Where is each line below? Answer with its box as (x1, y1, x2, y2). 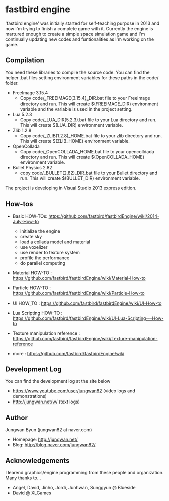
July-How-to (12, 218, 39, 224)
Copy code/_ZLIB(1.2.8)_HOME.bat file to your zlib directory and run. (20, 132, 162, 139)
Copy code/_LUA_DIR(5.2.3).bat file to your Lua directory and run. (20, 117, 157, 123)
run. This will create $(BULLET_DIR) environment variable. (20, 175, 140, 181)
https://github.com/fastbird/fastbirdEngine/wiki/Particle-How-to (12, 290, 145, 296)
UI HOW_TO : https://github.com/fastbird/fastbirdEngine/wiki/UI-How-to (12, 300, 162, 306)
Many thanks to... (5, 475, 41, 481)
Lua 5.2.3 (12, 111, 32, 117)
